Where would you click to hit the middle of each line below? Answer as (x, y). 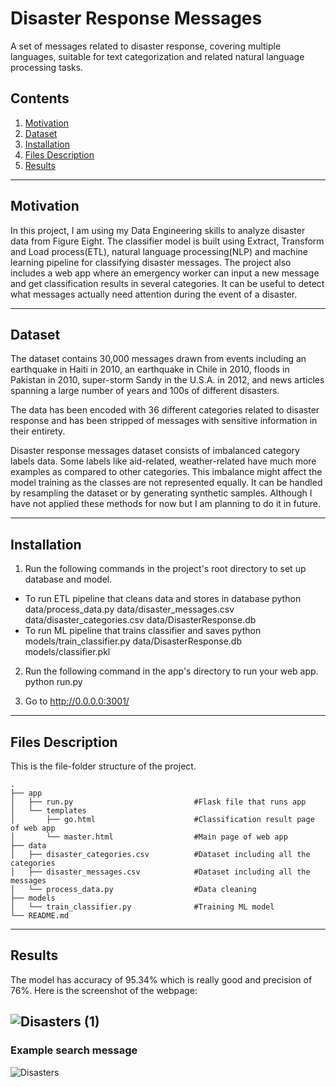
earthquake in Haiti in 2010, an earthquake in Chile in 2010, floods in (150, 369)
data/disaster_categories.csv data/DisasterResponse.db (140, 620)
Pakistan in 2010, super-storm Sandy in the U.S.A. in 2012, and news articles (167, 380)
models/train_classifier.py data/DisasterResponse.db (133, 641)
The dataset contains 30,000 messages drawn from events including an (158, 359)
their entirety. (38, 431)
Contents (40, 98)
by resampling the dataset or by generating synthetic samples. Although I (161, 493)
